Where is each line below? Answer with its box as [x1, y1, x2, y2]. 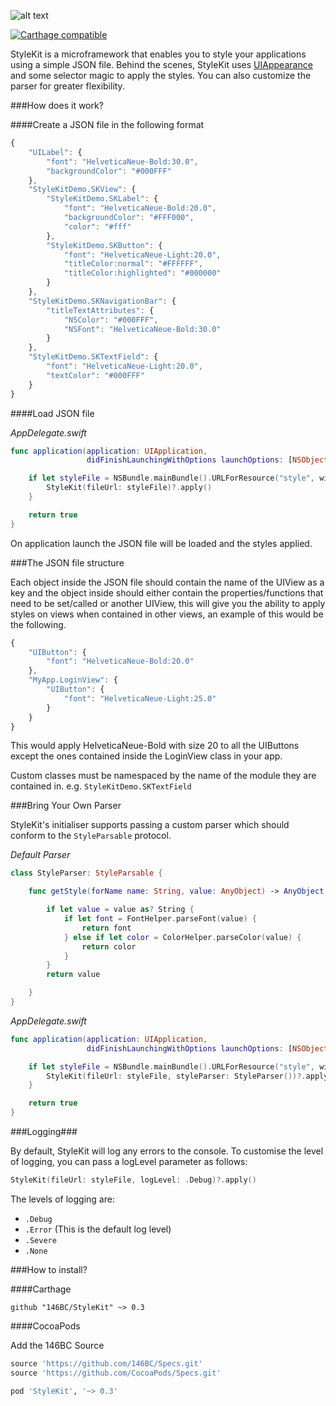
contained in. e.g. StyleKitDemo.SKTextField [10, 780, 192, 792]
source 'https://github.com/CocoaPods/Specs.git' [10, 1368, 222, 1378]
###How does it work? [10, 100, 104, 111]
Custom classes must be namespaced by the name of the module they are [10, 770, 317, 782]
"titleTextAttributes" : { [46, 305, 155, 315]
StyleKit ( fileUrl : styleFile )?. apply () [46, 483, 213, 493]
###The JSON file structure [10, 556, 125, 569]
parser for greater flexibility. [10, 80, 125, 92]
